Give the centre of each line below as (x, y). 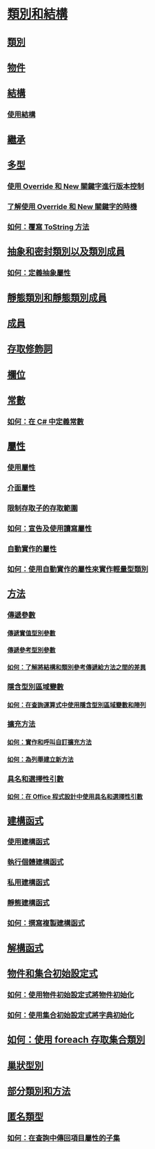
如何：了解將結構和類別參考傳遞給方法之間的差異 (76, 667)
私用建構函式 (29, 883)
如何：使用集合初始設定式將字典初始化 (71, 1015)
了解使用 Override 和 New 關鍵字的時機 (72, 206)
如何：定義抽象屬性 (39, 273)
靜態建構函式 (29, 903)
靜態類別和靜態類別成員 (57, 297)
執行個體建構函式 (35, 862)
